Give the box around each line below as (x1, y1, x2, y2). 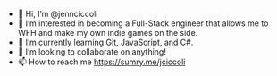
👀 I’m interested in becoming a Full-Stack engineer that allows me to (17, 18, 269, 29)
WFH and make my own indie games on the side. (17, 28, 198, 38)
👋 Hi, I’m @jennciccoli (17, 9, 98, 19)
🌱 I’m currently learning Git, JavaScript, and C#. (17, 37, 194, 47)
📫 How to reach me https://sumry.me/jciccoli (17, 56, 186, 67)
